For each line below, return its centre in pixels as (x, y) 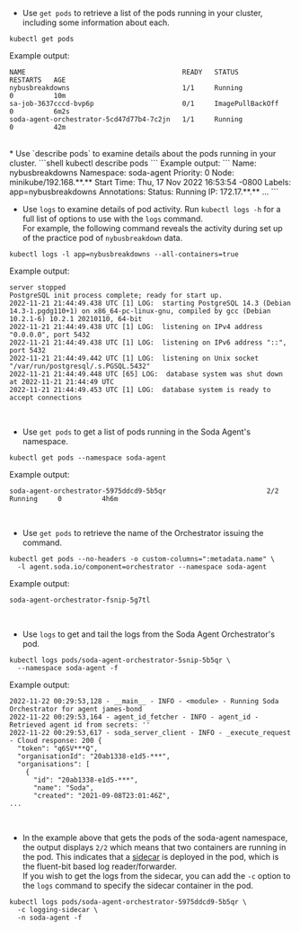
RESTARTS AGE (38, 80)
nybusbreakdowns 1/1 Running (126, 88)
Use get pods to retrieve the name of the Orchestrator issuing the (143, 533)
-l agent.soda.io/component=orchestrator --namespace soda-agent (142, 567)
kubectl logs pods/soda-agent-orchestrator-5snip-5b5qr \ (120, 660)
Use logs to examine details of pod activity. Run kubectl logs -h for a (151, 209)
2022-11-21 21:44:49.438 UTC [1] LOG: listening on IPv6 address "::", (148, 343)
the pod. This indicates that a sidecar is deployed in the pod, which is (150, 857)
